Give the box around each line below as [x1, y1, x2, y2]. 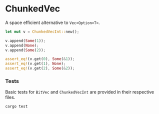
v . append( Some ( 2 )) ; [5, 47, 46, 52]
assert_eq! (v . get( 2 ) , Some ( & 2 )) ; [5, 66, 75, 71]
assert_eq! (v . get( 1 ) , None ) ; [5, 61, 66, 66]
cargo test [5, 104, 28, 109]
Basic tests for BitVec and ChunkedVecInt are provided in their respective [5, 89, 154, 95]
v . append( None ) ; [5, 43, 39, 48]
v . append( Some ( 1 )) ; [5, 38, 46, 43]
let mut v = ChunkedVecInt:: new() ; [5, 29, 79, 34]
